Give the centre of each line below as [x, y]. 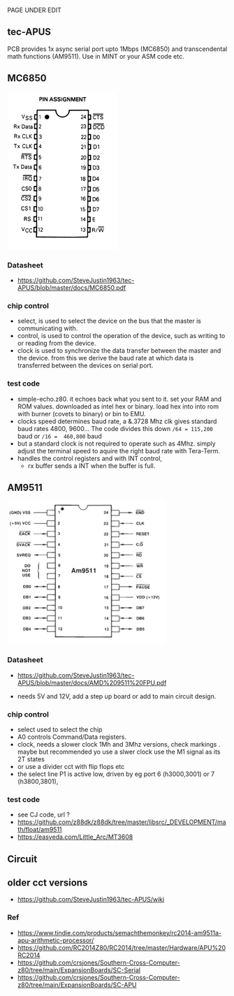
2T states [31, 759]
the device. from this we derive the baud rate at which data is [105, 358]
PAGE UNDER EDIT [34, 10]
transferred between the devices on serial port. [85, 365]
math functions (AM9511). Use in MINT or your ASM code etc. [96, 56]
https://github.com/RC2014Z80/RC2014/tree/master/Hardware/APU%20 [122, 947]
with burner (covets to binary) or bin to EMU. [81, 413]
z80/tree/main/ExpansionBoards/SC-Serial [79, 969]
